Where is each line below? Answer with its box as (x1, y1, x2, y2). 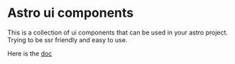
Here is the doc (7, 49, 53, 58)
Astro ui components (7, 5, 133, 21)
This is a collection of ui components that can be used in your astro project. (7, 28, 229, 37)
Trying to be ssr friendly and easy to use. (7, 35, 128, 44)
